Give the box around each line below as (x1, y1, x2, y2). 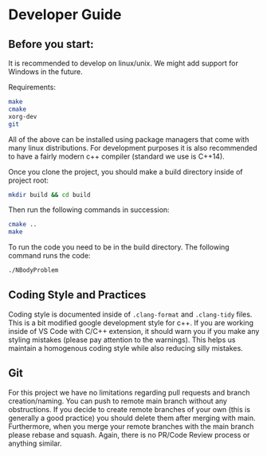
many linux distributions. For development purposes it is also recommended (8, 143, 257, 152)
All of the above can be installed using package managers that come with (8, 134, 249, 144)
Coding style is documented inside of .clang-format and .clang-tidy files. (8, 309, 253, 319)
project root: (8, 175, 49, 185)
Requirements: (8, 82, 56, 92)
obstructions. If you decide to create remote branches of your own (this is (8, 404, 251, 414)
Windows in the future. (8, 67, 84, 77)
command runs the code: (8, 251, 91, 261)
